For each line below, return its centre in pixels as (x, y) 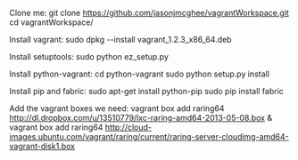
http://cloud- (128, 127)
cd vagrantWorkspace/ (51, 22)
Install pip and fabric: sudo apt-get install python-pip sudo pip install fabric (146, 91)
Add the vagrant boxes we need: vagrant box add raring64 (117, 108)
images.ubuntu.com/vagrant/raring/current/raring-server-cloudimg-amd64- (149, 136)
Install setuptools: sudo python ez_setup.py (89, 56)
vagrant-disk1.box (42, 146)
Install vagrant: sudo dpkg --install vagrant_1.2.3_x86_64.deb (120, 40)
